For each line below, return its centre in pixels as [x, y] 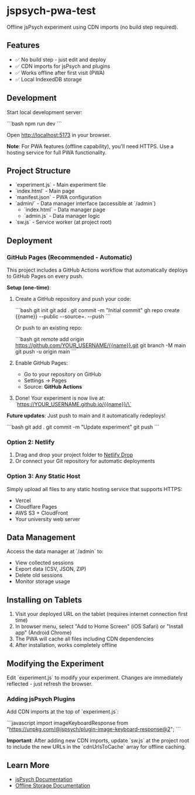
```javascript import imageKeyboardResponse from [67, 723]
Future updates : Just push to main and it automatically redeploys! [86, 416]
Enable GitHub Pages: [41, 363]
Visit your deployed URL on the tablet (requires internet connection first [101, 614]
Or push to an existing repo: [49, 328]
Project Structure [39, 171]
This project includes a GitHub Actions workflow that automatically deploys [97, 270]
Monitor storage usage [42, 581]
